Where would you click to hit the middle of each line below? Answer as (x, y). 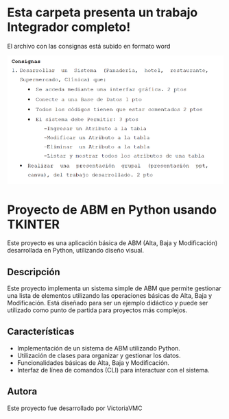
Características (41, 332)
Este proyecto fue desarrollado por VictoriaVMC (75, 408)
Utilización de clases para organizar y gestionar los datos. (99, 355)
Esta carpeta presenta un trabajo (103, 13)
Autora (22, 392)
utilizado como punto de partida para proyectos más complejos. (97, 310)
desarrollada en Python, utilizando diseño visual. (75, 251)
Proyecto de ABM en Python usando (112, 209)
